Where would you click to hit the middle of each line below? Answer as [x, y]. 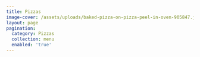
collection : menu [33, 39]
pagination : [21, 28]
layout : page [22, 23]
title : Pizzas [24, 12]
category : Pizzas [33, 34]
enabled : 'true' [32, 45]
